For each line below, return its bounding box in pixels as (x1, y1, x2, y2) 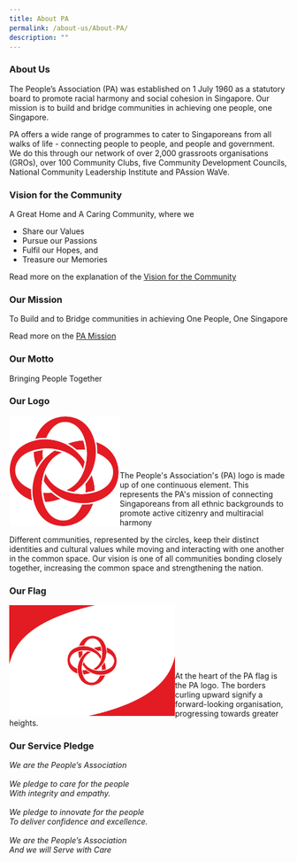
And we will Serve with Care (9, 844, 112, 855)
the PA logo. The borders (175, 680, 267, 691)
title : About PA (9, 14, 69, 23)
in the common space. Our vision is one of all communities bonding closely (9, 553, 283, 563)
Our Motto (9, 353, 55, 365)
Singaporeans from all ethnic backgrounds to (119, 498, 285, 509)
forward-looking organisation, (175, 699, 284, 710)
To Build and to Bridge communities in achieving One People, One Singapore (9, 314, 288, 324)
